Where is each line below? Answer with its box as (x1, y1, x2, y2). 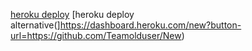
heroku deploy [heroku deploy (10, 9, 135, 20)
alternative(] (10, 19, 61, 31)
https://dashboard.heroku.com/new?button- (59, 19, 242, 31)
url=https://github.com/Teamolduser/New (10, 30, 182, 41)
